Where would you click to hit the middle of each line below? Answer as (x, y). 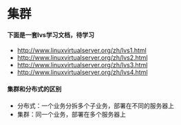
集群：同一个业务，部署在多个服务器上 (71, 114)
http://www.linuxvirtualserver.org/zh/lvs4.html (82, 72)
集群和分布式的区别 (34, 89)
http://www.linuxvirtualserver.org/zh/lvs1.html (82, 50)
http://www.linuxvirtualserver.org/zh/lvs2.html (82, 58)
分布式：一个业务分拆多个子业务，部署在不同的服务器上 (95, 105)
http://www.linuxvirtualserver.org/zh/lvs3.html (82, 65)
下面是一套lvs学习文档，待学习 (51, 34)
